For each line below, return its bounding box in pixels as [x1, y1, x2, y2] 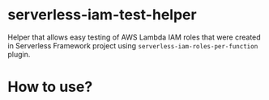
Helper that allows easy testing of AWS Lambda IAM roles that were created [7, 32, 261, 42]
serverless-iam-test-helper [7, 6, 197, 24]
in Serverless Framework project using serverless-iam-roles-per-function [7, 40, 258, 50]
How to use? [7, 78, 93, 96]
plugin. [7, 49, 31, 59]
